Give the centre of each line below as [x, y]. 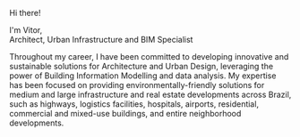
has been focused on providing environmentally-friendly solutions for [137, 85]
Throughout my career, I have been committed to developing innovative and [149, 56]
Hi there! [25, 13]
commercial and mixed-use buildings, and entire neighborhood [125, 113]
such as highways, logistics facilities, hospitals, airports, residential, [134, 104]
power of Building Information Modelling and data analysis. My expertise [143, 76]
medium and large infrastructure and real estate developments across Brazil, [150, 94]
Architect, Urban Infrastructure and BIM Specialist [101, 40]
